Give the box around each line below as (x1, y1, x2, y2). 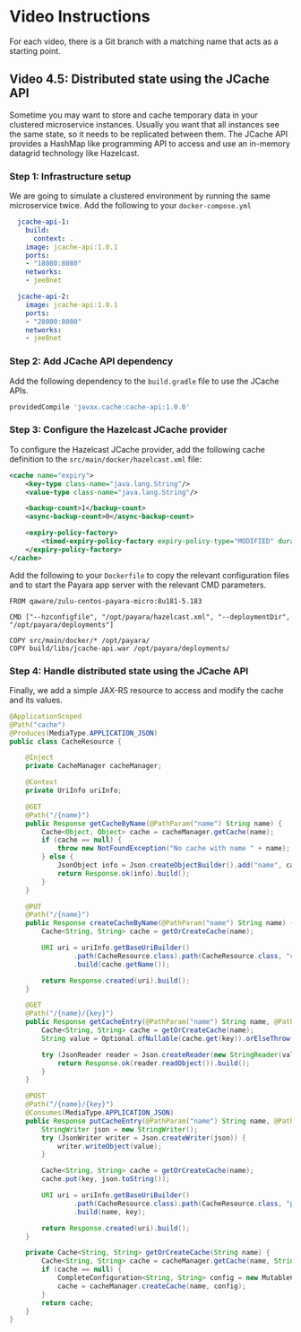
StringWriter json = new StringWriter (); (41, 1125, 199, 1134)
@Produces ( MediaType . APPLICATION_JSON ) (9, 728, 159, 737)
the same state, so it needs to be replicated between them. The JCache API (9, 128, 288, 139)
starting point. (9, 45, 61, 56)
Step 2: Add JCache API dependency (9, 355, 174, 367)
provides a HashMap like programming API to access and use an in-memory (9, 137, 291, 149)
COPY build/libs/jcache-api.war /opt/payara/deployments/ (9, 644, 230, 653)
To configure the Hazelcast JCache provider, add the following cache (9, 444, 266, 454)
